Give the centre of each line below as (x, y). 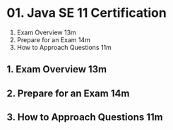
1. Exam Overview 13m (57, 69)
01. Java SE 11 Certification (86, 13)
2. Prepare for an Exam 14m (68, 93)
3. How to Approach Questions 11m (85, 117)
